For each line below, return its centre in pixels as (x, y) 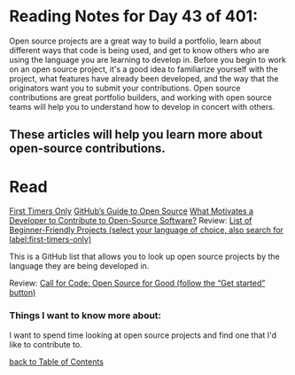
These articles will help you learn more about (136, 135)
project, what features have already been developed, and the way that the (144, 78)
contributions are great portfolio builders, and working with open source (140, 97)
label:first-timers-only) (50, 239)
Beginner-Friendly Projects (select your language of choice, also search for (146, 230)
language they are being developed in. (79, 266)
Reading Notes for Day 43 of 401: (134, 16)
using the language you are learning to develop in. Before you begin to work (147, 59)
